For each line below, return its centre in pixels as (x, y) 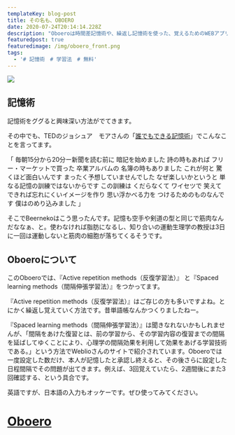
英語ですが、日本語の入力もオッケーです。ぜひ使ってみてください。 (105, 392)
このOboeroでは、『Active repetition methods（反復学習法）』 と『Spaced (113, 278)
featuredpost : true (36, 40)
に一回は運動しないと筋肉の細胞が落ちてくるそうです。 (86, 235)
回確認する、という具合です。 (50, 378)
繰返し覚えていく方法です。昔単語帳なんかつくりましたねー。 (114, 310)
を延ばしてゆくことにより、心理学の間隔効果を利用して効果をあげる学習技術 (117, 343)
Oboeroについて (42, 260)
